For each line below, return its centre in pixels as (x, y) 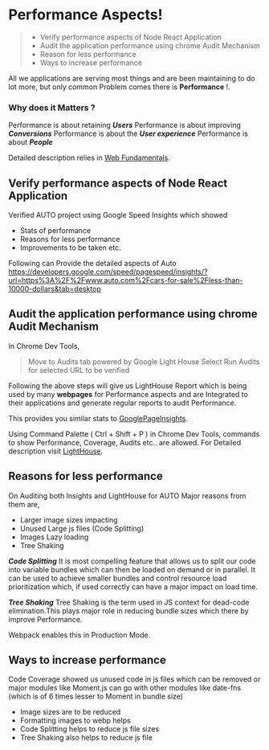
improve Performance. (45, 619)
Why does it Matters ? (52, 108)
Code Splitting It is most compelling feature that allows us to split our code (132, 561)
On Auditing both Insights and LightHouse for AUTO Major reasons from (127, 495)
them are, (24, 504)
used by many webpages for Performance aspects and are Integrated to (128, 394)
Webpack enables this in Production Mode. (79, 635)
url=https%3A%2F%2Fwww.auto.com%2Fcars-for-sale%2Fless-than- (126, 281)
